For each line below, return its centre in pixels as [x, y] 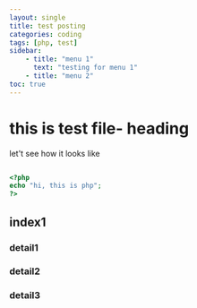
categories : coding [46, 34]
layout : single [38, 17]
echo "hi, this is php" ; [56, 186]
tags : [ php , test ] [43, 43]
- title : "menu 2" [60, 76]
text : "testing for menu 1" [86, 68]
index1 [28, 222]
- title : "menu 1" [60, 59]
